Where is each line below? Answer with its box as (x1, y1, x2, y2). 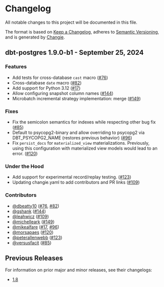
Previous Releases (5, 254, 63, 262)
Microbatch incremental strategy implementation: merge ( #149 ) (12, 95, 141, 101)
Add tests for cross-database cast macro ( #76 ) (12, 75, 108, 81)
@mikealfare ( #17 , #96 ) (12, 224, 60, 230)
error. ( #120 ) (12, 150, 38, 156)
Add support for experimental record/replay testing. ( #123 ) (12, 174, 131, 180)
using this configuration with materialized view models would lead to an (12, 145, 158, 151)
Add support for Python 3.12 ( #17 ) (12, 85, 81, 91)
